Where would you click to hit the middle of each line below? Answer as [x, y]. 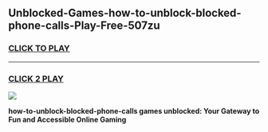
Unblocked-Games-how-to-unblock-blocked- [125, 13]
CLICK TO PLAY [39, 49]
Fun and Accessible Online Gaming [67, 119]
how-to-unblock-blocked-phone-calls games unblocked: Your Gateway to [134, 110]
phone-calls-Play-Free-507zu [85, 26]
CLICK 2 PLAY [36, 78]
